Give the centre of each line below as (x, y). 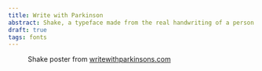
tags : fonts (27, 37)
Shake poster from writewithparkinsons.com (99, 59)
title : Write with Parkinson (56, 15)
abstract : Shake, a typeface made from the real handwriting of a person (131, 23)
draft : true (27, 30)
